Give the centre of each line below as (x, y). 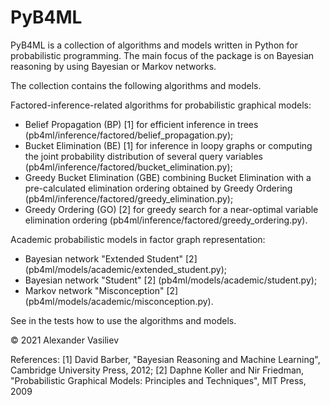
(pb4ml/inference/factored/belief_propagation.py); (129, 135)
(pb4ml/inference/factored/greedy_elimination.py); (129, 198)
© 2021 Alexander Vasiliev (65, 340)
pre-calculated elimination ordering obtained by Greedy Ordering (158, 188)
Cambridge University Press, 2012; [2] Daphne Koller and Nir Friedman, (157, 370)
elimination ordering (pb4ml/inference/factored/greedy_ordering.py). (166, 220)
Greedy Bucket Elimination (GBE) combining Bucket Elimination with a (168, 177)
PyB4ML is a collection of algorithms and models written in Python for (154, 45)
